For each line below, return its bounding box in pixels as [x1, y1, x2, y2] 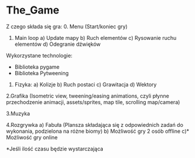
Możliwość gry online [6, 133, 58, 141]
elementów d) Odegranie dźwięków [14, 41, 101, 48]
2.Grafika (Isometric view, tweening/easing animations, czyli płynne [6, 92, 169, 99]
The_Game [6, 4, 60, 17]
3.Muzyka [6, 110, 31, 117]
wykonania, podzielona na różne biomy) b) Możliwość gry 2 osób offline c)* [6, 127, 190, 135]
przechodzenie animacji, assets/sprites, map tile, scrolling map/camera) [6, 98, 180, 106]
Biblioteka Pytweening [14, 69, 69, 76]
